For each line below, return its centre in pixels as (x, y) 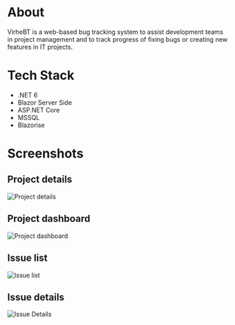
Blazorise (31, 125)
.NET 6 (28, 95)
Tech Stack (41, 76)
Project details (40, 180)
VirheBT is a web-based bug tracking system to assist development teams (115, 32)
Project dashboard (49, 219)
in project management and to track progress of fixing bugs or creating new (117, 39)
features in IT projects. (40, 47)
